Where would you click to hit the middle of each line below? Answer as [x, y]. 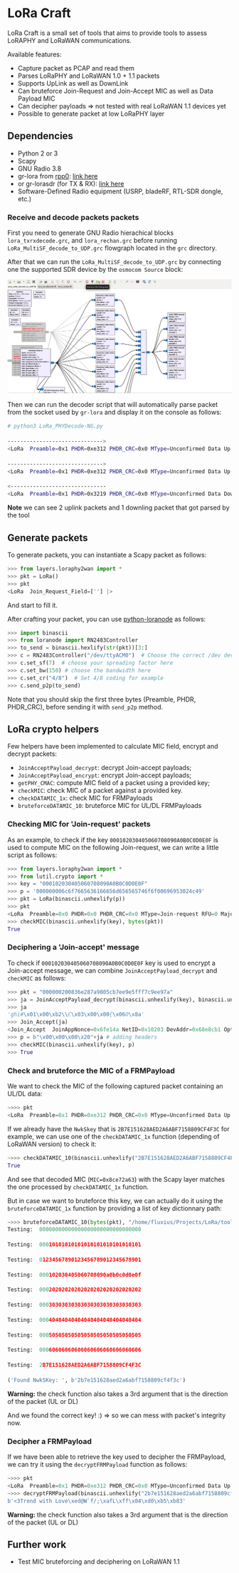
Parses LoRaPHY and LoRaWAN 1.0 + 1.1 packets [89, 76]
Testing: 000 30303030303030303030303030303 [74, 1305]
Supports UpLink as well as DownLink [73, 83]
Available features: [34, 54]
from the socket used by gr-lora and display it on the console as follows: [115, 413]
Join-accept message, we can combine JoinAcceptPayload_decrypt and [112, 970]
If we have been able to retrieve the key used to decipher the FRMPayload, [117, 1457]
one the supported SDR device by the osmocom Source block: [95, 270]
